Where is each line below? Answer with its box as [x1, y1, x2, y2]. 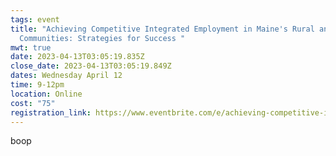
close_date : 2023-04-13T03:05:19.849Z [10, 61, 172, 71]
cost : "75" [10, 98, 56, 108]
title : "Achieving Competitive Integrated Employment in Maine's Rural [10, 24, 315, 34]
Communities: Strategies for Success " [19, 33, 186, 43]
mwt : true [10, 42, 52, 53]
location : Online [10, 89, 83, 99]
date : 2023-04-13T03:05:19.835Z [10, 52, 145, 62]
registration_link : [10, 107, 92, 118]
